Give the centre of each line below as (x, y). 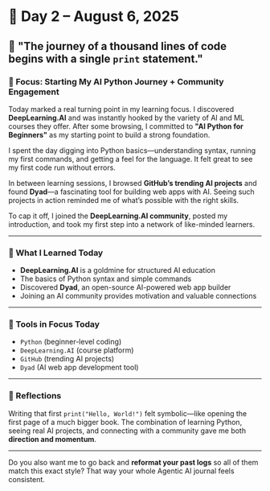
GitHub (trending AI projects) (67, 359)
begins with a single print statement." (106, 58)
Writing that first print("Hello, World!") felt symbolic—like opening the (128, 413)
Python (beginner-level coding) (71, 342)
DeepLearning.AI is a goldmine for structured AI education (117, 270)
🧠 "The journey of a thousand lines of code (118, 46)
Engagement (34, 92)
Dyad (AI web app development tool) (79, 367)
